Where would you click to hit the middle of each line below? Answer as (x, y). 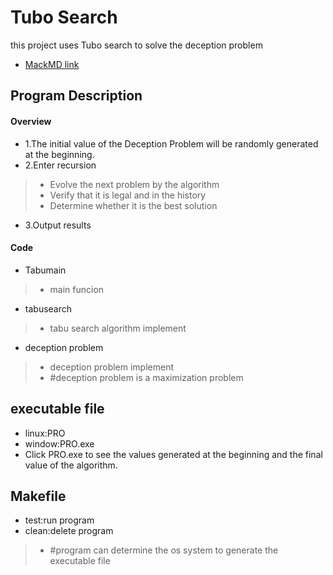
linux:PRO (45, 433)
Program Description (76, 96)
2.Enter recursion (60, 165)
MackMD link (52, 64)
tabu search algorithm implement (118, 328)
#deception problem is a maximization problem (146, 377)
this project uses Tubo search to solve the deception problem (136, 45)
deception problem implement (112, 367)
